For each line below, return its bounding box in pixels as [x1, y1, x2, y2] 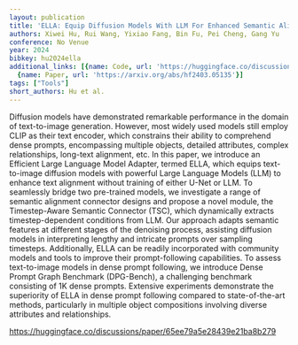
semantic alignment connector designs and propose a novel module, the [9, 195, 273, 206]
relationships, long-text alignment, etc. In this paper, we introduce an [9, 149, 261, 159]
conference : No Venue [9, 37, 90, 47]
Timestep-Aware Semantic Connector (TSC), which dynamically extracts [9, 205, 275, 216]
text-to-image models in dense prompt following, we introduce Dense [9, 262, 263, 272]
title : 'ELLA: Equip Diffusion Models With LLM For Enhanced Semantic [9, 21, 276, 30]
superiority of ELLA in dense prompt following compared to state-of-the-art [9, 289, 286, 301]
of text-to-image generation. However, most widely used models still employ [9, 120, 288, 131]
